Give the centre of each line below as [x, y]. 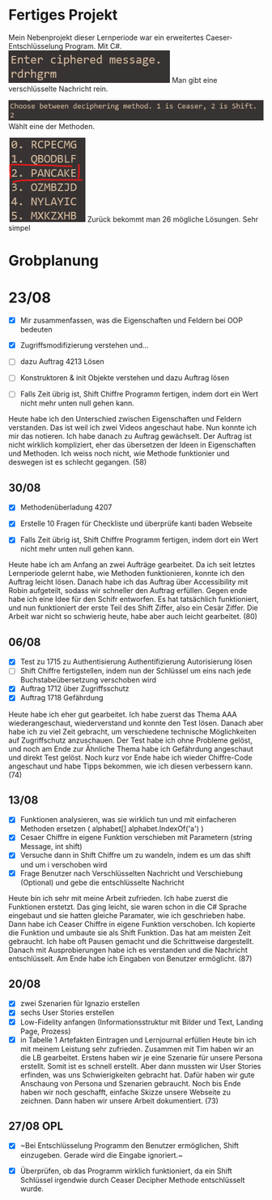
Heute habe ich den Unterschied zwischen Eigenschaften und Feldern [125, 419]
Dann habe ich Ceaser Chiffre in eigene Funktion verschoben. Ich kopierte [132, 924]
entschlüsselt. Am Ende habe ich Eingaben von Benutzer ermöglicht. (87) [130, 958]
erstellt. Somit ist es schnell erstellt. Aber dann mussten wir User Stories [140, 1066]
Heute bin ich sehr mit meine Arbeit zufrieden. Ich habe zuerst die [118, 898]
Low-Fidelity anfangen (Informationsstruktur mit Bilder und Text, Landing [142, 1022]
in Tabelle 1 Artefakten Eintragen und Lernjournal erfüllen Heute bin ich [138, 1040]
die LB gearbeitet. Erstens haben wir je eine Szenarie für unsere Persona [141, 1057]
